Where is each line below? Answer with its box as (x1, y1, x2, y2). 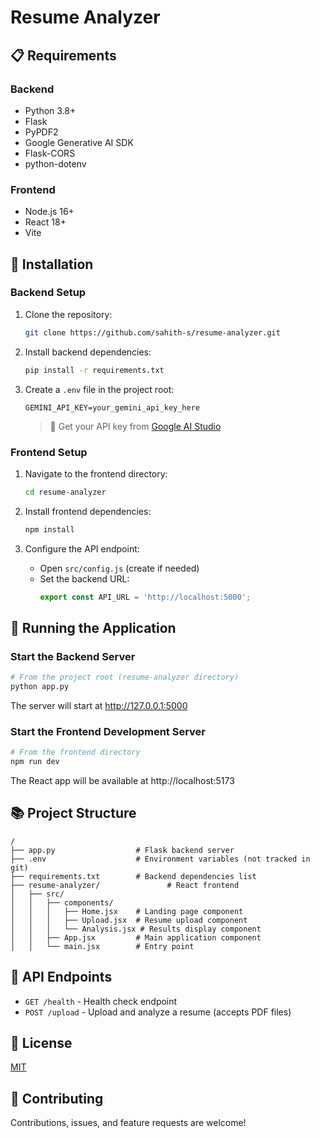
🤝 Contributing (10, 1090, 104, 1107)
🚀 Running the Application (10, 619, 177, 636)
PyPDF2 (24, 126, 59, 138)
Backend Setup (10, 286, 87, 300)
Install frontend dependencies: (24, 505, 152, 517)
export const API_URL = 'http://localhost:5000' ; (39, 592, 252, 602)
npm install (24, 524, 75, 535)
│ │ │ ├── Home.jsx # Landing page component (10, 906, 244, 916)
